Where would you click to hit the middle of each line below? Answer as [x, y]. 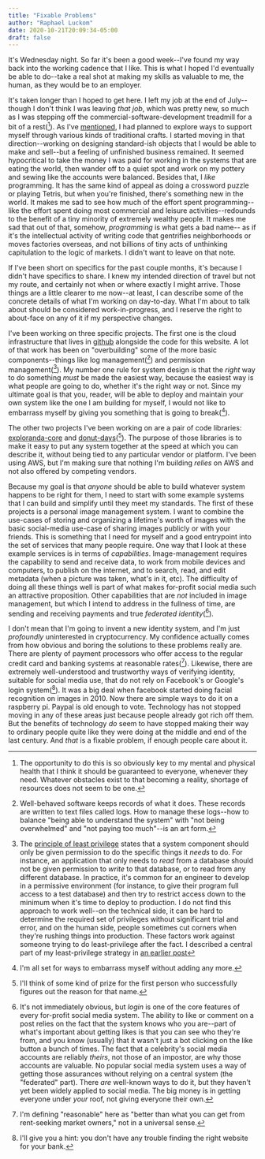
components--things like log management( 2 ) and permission [106, 359]
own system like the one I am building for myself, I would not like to [117, 403]
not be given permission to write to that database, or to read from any [132, 869]
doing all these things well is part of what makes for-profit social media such [132, 587]
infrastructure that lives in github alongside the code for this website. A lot [129, 341]
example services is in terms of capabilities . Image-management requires [128, 553]
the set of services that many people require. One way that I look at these [127, 545]
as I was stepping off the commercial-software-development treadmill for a [130, 117]
